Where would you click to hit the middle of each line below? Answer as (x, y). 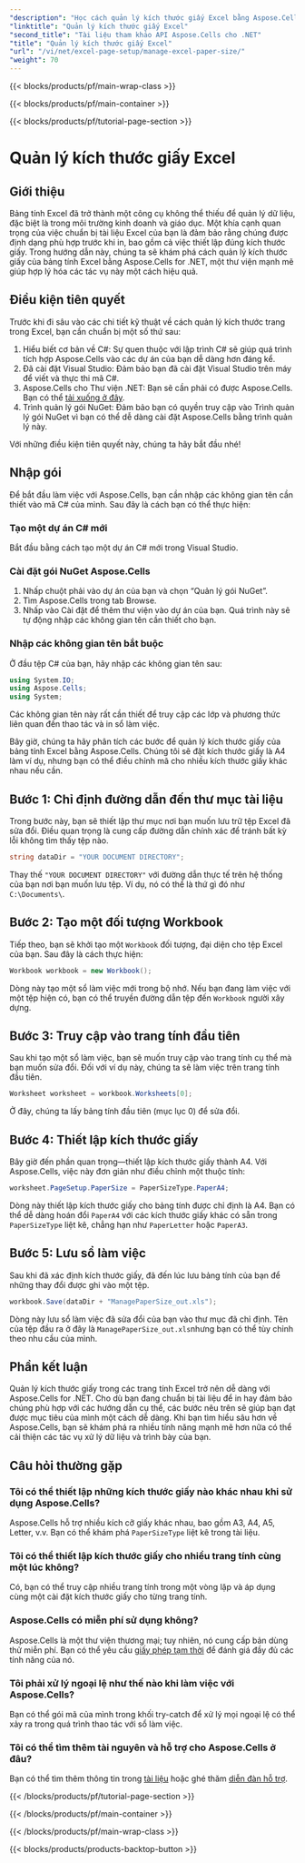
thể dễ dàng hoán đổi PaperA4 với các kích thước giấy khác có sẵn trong (143, 1214)
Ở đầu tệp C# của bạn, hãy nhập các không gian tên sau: (116, 663)
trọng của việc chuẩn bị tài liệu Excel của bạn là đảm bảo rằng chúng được (149, 232)
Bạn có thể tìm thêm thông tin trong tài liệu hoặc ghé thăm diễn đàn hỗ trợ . (149, 1778)
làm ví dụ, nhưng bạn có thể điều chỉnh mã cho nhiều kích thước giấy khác (148, 761)
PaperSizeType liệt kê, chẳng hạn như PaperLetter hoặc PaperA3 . (128, 1224)
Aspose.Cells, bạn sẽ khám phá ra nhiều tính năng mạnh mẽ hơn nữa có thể (151, 1427)
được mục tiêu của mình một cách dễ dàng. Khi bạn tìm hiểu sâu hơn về (143, 1418)
